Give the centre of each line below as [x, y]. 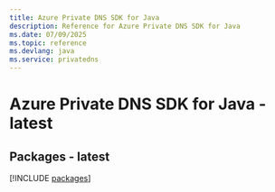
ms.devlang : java [42, 51]
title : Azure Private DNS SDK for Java [85, 18]
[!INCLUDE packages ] [50, 178]
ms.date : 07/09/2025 [48, 34]
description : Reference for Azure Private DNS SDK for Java [125, 26]
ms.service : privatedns [54, 59]
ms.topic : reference [48, 43]
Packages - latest [60, 156]
